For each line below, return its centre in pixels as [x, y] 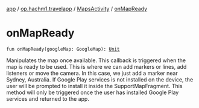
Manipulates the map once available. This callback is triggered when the [96, 60]
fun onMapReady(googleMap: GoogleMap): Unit [63, 49]
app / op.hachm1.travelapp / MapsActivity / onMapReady [77, 9]
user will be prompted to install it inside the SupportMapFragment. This [94, 86]
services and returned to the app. [48, 98]
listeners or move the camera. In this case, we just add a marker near [92, 73]
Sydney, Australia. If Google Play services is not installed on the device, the [100, 79]
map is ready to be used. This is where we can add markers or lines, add [96, 66]
